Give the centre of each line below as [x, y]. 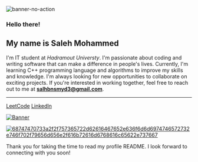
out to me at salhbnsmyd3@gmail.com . [55, 89]
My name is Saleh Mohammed [62, 43]
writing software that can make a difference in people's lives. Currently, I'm [97, 64]
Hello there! [23, 24]
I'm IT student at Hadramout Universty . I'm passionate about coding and [94, 57]
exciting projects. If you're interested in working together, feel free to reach [97, 82]
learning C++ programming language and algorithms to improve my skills [95, 70]
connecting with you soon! [38, 153]
